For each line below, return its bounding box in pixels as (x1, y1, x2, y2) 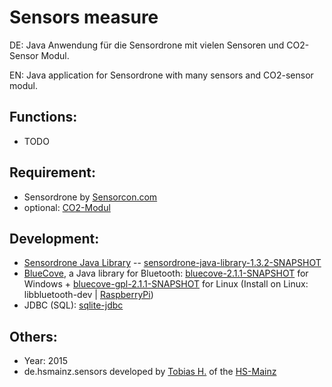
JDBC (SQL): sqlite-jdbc (23, 299, 124, 311)
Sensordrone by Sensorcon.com (23, 191, 158, 203)
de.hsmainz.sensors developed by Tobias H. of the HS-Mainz (23, 366, 277, 378)
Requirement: (9, 164, 97, 181)
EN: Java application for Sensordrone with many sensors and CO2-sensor (9, 69, 314, 81)
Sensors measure (9, 6, 159, 29)
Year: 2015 (23, 355, 68, 367)
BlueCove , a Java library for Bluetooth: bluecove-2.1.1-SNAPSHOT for (23, 267, 309, 280)
